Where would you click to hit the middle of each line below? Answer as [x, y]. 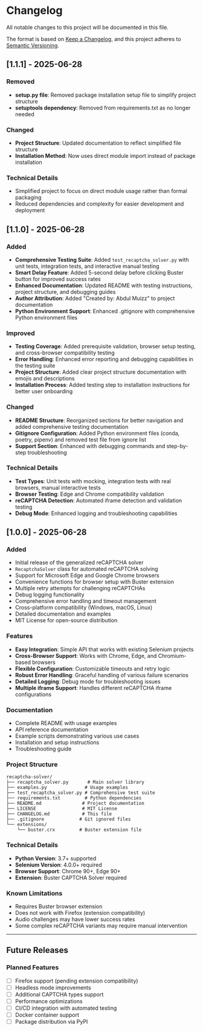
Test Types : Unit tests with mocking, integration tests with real [93, 481]
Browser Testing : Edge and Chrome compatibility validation [89, 494]
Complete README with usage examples [66, 723]
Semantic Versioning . [33, 45]
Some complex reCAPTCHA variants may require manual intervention [101, 925]
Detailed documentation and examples [63, 614]
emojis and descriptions [45, 379]
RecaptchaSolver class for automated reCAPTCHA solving [86, 569]
